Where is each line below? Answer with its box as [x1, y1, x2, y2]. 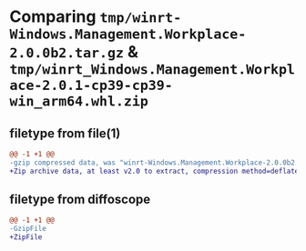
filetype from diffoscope [9, 192, 151, 207]
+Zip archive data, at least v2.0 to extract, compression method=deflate [9, 166, 300, 176]
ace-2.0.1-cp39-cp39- [9, 77, 173, 95]
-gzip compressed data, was [9, 157, 117, 167]
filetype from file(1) [9, 125, 121, 141]
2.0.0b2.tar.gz [9, 45, 125, 62]
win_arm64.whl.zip [9, 93, 148, 110]
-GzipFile [9, 225, 47, 234]
